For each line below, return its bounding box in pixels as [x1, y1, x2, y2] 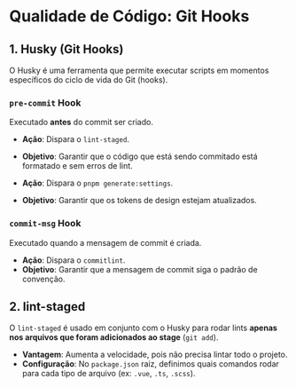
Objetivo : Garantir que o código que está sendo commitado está [21, 151, 259, 162]
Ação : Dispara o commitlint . [21, 255, 126, 265]
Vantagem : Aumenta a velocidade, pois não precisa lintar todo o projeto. [21, 349, 288, 360]
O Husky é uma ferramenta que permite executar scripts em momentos [9, 65, 269, 75]
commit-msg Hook [9, 217, 82, 230]
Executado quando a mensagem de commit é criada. [9, 237, 202, 248]
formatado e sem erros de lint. [21, 161, 133, 171]
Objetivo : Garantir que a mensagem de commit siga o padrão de [21, 264, 259, 274]
